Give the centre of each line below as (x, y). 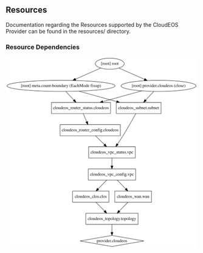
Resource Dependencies (43, 47)
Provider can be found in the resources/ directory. (68, 31)
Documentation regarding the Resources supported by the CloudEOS (92, 24)
